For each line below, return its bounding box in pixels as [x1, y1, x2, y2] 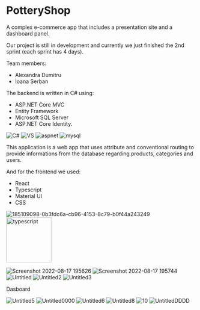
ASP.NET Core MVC [14, 101, 65, 108]
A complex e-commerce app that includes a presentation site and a [6, 23, 173, 31]
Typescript [14, 186, 42, 193]
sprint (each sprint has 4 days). [6, 48, 84, 55]
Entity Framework [14, 107, 59, 114]
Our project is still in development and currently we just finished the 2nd [6, 42, 184, 49]
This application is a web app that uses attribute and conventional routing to [6, 143, 194, 150]
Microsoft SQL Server [14, 114, 69, 121]
